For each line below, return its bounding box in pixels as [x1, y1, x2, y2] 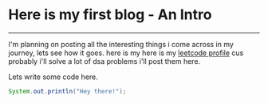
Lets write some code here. [8, 72, 98, 81]
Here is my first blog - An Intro [8, 6, 212, 24]
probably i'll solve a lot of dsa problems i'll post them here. [8, 56, 201, 65]
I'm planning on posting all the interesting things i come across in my [8, 39, 234, 49]
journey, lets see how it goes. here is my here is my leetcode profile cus [8, 48, 244, 57]
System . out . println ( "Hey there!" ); [8, 87, 127, 95]
